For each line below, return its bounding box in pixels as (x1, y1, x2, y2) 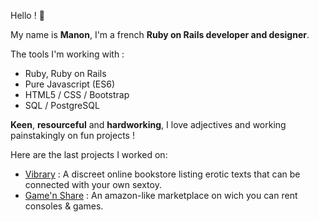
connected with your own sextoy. (24, 179, 162, 190)
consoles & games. (24, 200, 104, 212)
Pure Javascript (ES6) (24, 78, 116, 90)
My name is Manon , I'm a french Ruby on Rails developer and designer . (10, 29, 310, 40)
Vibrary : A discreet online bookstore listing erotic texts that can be (24, 168, 301, 180)
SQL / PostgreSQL (24, 100, 100, 111)
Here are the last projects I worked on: (10, 149, 168, 160)
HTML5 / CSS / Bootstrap (24, 89, 130, 100)
